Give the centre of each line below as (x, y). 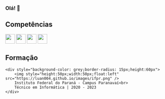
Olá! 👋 (13, 8)
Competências (29, 25)
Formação (22, 58)
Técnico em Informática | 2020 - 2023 (55, 87)
